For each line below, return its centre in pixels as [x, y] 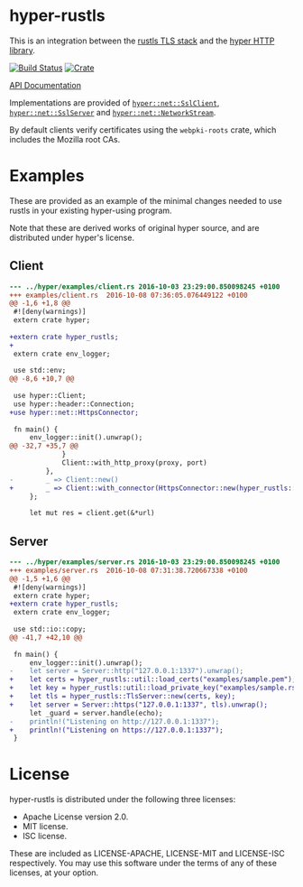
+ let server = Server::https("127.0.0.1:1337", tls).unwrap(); [139, 705]
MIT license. [45, 827]
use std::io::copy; [50, 629]
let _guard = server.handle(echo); [96, 713]
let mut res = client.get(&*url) [92, 513]
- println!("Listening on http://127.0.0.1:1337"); [115, 721]
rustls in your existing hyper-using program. [91, 210]
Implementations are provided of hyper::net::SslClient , [115, 102]
